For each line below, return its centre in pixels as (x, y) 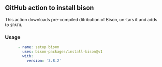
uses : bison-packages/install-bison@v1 (63, 52)
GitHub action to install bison (50, 8)
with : (28, 56)
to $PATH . (14, 25)
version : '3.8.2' (44, 60)
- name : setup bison (38, 47)
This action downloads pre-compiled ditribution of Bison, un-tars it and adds (81, 19)
